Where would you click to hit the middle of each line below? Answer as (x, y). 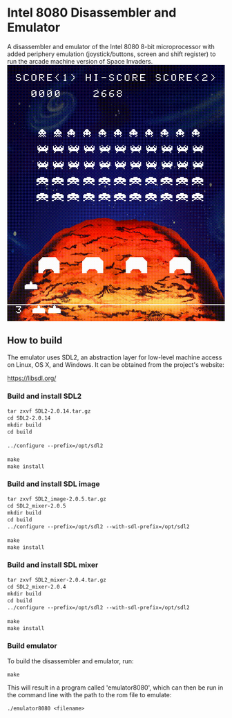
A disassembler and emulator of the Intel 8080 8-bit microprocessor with (111, 46)
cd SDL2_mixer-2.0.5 (37, 506)
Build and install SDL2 (45, 396)
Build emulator (32, 646)
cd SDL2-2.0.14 (29, 418)
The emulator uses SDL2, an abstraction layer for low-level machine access (115, 357)
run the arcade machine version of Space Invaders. (80, 61)
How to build (35, 341)
